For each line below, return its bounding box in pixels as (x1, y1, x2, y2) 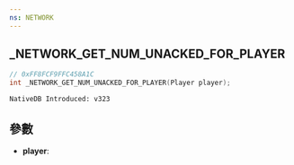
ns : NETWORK (9, 13, 54, 22)
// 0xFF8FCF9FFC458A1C (9, 70, 94, 79)
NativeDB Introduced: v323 (9, 95, 111, 104)
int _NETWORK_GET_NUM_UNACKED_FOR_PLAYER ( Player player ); (9, 78, 231, 88)
